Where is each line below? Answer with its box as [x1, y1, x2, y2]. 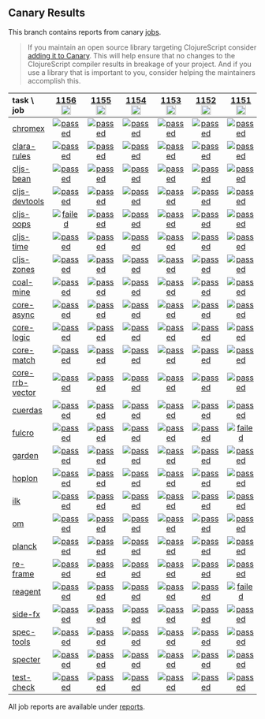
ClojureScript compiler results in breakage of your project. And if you [27, 59, 252, 69]
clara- [12, 140, 36, 151]
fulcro [12, 427, 34, 438]
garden [12, 449, 39, 460]
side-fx [12, 609, 41, 620]
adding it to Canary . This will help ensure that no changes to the [27, 50, 235, 60]
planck [12, 540, 38, 551]
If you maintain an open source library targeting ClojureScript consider [27, 43, 257, 52]
